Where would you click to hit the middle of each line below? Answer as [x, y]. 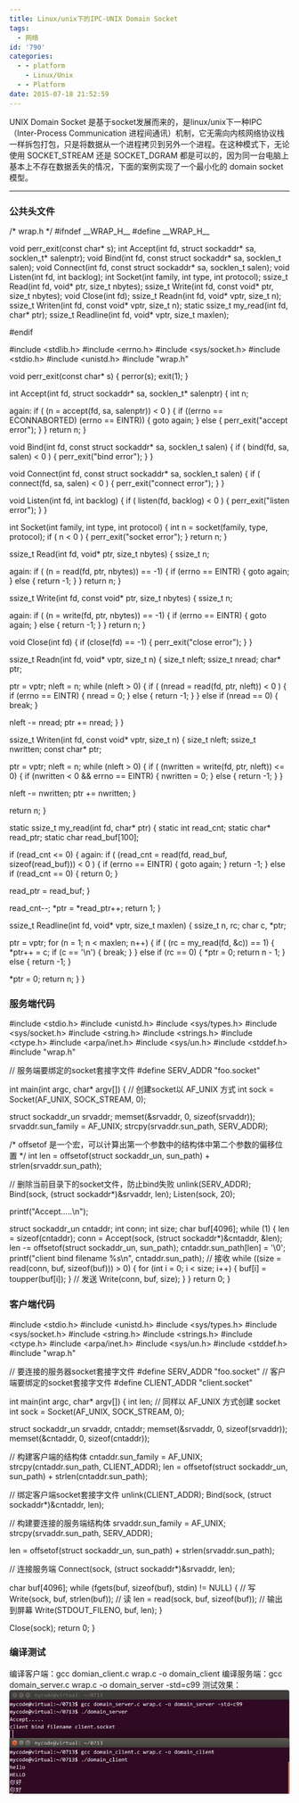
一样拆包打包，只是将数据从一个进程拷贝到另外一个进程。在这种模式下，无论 [149, 144]
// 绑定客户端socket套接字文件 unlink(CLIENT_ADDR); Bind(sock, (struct [141, 1494]
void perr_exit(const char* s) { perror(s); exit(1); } [99, 376]
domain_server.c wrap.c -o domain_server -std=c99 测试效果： [125, 1684]
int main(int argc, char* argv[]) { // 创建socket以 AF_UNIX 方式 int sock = [141, 1089]
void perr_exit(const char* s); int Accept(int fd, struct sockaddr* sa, [133, 248]
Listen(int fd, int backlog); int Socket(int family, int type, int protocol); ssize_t [149, 277]
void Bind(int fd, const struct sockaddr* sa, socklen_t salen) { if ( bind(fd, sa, [149, 447]
